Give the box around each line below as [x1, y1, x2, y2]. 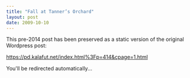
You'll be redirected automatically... [6, 65, 93, 72]
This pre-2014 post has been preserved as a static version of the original [6, 36, 184, 43]
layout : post [6, 14, 39, 20]
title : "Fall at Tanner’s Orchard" [6, 8, 94, 15]
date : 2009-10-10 [6, 19, 49, 25]
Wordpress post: [6, 42, 47, 49]
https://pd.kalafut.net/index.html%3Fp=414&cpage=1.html [6, 54, 148, 61]
